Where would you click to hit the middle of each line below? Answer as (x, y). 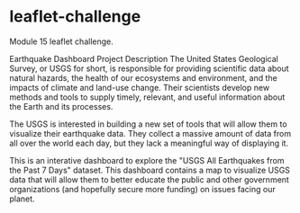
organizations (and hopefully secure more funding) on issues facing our (143, 189)
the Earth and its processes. (61, 106)
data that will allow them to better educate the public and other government (150, 179)
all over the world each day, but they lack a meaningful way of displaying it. (149, 143)
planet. (22, 199)
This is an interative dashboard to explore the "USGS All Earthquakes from (147, 160)
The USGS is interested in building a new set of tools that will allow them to (148, 124)
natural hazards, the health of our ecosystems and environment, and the (143, 77)
